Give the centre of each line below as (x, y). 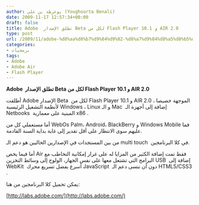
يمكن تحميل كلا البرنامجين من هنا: (43, 184)
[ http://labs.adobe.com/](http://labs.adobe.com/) (66, 196)
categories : (21, 45)
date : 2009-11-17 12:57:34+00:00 (47, 17)
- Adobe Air (21, 67)
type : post (20, 34)
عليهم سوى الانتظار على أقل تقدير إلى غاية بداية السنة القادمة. (74, 131)
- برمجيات (18, 50)
